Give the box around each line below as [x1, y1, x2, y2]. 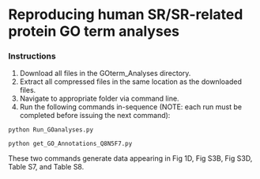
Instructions [8, 51, 57, 62]
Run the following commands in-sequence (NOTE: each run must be [19, 102, 243, 112]
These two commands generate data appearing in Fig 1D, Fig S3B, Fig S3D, [8, 154, 253, 163]
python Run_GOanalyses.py [8, 126, 93, 134]
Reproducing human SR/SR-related [8, 6, 243, 24]
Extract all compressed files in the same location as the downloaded [19, 77, 243, 86]
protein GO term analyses [8, 22, 180, 40]
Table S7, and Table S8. [8, 162, 85, 172]
